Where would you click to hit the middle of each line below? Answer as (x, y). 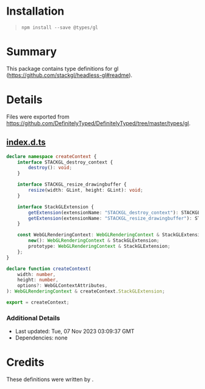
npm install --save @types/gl (60, 27)
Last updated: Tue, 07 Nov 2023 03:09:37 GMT (75, 332)
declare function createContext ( (49, 269)
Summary (31, 52)
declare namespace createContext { (52, 156)
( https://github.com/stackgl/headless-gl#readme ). (70, 75)
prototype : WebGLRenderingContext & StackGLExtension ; (99, 246)
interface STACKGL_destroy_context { (65, 162)
